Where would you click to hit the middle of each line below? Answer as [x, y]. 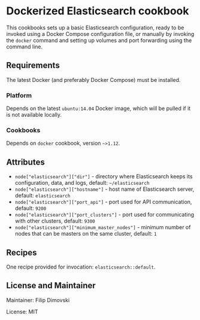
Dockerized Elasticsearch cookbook [98, 11]
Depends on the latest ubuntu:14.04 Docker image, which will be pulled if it [99, 108]
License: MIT [22, 312]
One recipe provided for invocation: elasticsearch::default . [81, 267]
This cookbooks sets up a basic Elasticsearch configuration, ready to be [95, 28]
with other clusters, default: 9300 [55, 221]
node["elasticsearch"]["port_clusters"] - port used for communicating [104, 215]
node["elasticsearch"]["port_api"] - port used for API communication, [103, 202]
